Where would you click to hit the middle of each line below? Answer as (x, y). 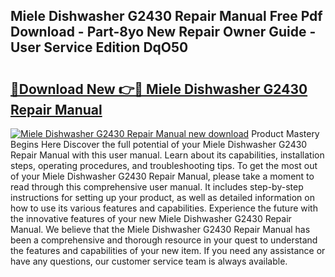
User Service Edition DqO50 (99, 47)
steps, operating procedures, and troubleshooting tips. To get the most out (164, 165)
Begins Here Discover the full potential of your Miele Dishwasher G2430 (159, 144)
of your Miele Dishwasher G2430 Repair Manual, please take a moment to (162, 176)
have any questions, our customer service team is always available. (149, 261)
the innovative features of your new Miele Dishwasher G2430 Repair (151, 218)
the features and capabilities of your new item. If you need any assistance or (168, 250)
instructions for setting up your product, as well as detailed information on (162, 197)
